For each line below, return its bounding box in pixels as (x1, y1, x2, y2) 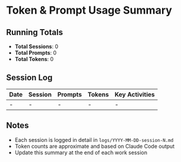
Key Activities (115, 90, 155, 99)
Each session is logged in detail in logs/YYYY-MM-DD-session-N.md (14, 136, 174, 143)
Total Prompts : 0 (14, 49, 57, 56)
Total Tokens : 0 (14, 56, 54, 62)
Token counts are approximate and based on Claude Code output (14, 142, 175, 150)
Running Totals (6, 27, 63, 37)
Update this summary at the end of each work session (14, 149, 147, 156)
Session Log (6, 72, 53, 83)
